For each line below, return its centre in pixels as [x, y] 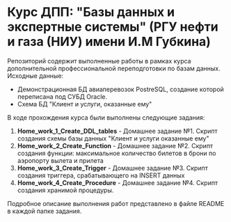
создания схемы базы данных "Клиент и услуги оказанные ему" [113, 138]
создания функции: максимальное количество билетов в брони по [117, 153]
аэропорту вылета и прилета [61, 160]
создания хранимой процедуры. [65, 190]
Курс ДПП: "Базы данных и [91, 12]
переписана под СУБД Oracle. [62, 96]
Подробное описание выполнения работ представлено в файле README [116, 203]
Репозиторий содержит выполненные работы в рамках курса [99, 61]
